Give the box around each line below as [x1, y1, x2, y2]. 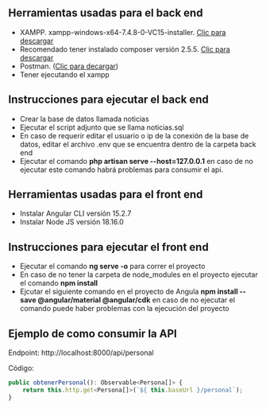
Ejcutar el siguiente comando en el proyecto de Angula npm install [19, 286, 238, 297]
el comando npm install [19, 279, 98, 288]
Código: [8, 364, 34, 373]
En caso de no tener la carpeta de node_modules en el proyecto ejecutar [19, 270, 258, 279]
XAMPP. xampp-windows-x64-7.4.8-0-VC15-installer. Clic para [19, 27, 226, 37]
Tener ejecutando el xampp [19, 69, 110, 79]
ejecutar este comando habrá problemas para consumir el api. [19, 165, 224, 174]
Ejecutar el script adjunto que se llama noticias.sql [19, 123, 184, 132]
